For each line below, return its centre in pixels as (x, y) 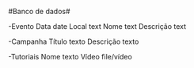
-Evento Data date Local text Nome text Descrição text (97, 26)
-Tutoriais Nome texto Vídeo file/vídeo (70, 57)
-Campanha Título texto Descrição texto (74, 41)
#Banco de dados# (39, 11)
